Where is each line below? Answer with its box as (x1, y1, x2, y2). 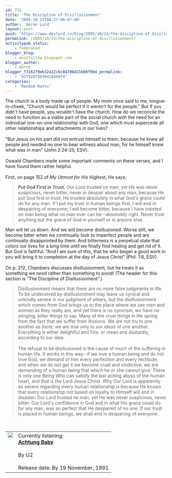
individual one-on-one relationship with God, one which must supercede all (5, 119, 164, 126)
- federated (14, 46, 40, 51)
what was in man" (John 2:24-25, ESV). (5, 147, 89, 153)
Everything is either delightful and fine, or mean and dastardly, (17, 329, 149, 335)
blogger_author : (5, 60, 40, 65)
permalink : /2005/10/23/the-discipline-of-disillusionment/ (5, 36, 137, 41)
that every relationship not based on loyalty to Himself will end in (17, 389, 155, 395)
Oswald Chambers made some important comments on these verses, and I (5, 157, 163, 164)
